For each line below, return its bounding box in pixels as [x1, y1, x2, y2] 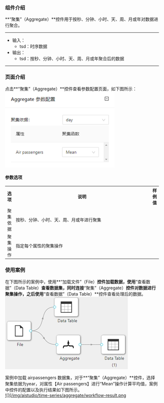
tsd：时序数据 [19, 43, 47, 49]
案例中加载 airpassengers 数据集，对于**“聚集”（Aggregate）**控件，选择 [5, 375, 155, 381]
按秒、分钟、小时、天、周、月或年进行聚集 [16, 216, 102, 223]
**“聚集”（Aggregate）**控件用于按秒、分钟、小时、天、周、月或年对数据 [5, 16, 154, 22]
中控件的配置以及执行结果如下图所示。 [5, 387, 82, 393]
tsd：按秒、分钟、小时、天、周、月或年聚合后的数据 [19, 56, 124, 62]
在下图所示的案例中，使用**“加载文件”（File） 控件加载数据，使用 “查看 [5, 278, 146, 284]
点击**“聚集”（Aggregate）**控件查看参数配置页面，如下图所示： [5, 85, 137, 91]
